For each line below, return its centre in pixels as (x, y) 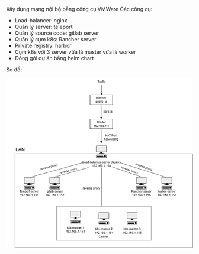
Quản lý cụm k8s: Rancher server (55, 39)
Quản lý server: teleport (44, 27)
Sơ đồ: (14, 70)
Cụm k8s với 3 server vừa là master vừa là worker (75, 52)
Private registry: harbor (43, 45)
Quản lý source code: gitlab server (57, 33)
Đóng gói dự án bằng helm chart (54, 58)
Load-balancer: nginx (41, 20)
